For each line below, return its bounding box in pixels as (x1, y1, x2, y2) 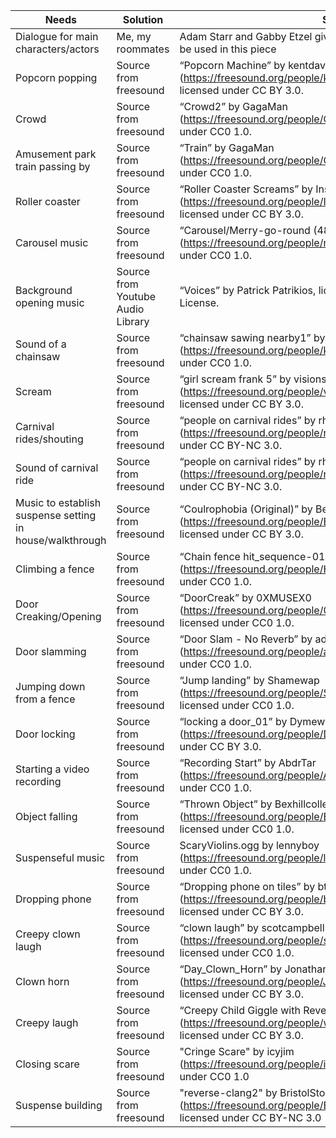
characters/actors (15, 42, 100, 56)
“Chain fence (179, 550, 241, 563)
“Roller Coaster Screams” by (179, 182, 313, 196)
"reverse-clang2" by (179, 1086, 278, 1099)
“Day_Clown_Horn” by (179, 962, 283, 976)
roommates (116, 42, 170, 56)
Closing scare (15, 1057, 80, 1071)
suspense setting (15, 509, 97, 522)
